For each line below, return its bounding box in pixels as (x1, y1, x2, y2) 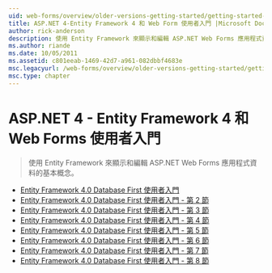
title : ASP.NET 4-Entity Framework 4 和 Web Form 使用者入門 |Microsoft (8, 19, 252, 27)
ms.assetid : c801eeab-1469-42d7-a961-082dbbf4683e (8, 57, 183, 65)
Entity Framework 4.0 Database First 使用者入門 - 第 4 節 (19, 215, 210, 225)
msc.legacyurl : (8, 65, 60, 73)
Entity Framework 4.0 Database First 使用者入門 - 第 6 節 (19, 235, 210, 245)
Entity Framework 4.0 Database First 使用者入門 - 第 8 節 (19, 255, 210, 265)
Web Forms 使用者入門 (8, 129, 161, 148)
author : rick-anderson (8, 27, 85, 35)
